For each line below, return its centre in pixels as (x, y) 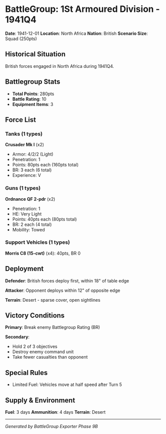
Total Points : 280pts (33, 94)
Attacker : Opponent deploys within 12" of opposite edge (63, 290)
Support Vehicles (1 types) (38, 242)
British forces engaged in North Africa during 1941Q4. (60, 66)
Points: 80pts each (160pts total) (45, 165)
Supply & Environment (40, 400)
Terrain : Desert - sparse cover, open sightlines (53, 300)
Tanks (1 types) (24, 134)
